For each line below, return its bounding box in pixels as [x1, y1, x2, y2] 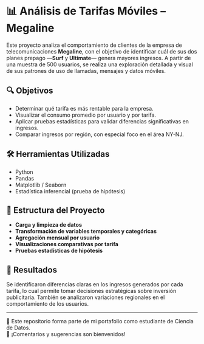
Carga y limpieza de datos [15, 221, 83, 229]
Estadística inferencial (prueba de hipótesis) [15, 187, 126, 194]
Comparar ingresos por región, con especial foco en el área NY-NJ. [15, 131, 184, 138]
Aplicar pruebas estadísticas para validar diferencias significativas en [15, 117, 189, 125]
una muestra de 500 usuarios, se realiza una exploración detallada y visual [6, 61, 193, 68]
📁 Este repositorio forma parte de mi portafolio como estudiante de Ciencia [6, 318, 194, 325]
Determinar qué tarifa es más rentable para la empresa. [15, 105, 154, 112]
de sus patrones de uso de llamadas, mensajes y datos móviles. [6, 67, 166, 74]
